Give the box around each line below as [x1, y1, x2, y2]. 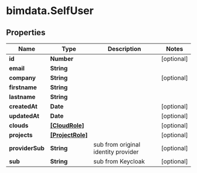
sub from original [93, 141, 141, 148]
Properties [6, 28, 46, 38]
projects [9, 131, 33, 139]
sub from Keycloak [93, 157, 145, 165]
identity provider [93, 148, 139, 156]
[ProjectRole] [50, 131, 88, 139]
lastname [9, 93, 36, 101]
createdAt [9, 103, 38, 110]
